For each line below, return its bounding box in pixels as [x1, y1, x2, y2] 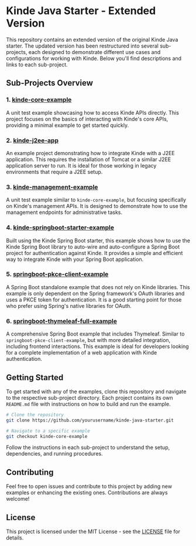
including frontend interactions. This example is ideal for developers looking [6, 343, 189, 350]
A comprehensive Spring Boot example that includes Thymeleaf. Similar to [6, 330, 185, 337]
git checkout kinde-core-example [6, 433, 88, 439]
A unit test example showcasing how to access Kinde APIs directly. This [6, 109, 180, 116]
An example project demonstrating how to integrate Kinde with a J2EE [6, 149, 176, 156]
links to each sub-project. [6, 61, 68, 68]
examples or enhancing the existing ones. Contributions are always [6, 489, 168, 496]
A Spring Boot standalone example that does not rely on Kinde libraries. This [6, 283, 190, 290]
